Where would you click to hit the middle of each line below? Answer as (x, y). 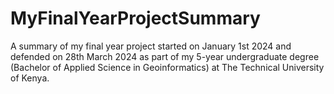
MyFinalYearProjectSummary (135, 18)
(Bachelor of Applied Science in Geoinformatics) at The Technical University (167, 67)
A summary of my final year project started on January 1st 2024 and (151, 46)
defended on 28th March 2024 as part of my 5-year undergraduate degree (165, 56)
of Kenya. (30, 78)
